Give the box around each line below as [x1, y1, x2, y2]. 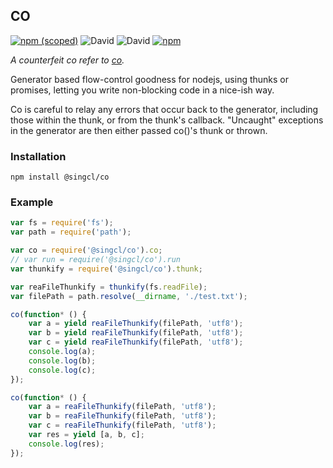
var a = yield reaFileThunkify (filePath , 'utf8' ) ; [28, 319, 244, 329]
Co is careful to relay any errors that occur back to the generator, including [10, 103, 319, 115]
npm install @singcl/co [10, 172, 110, 183]
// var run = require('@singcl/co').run [10, 255, 182, 265]
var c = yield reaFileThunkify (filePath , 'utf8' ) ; [28, 337, 244, 348]
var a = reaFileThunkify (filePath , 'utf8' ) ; [28, 402, 217, 412]
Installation [10, 149, 67, 163]
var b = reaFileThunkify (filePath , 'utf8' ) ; [28, 411, 217, 421]
